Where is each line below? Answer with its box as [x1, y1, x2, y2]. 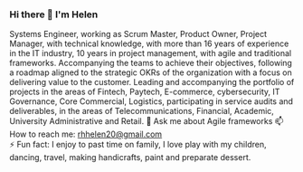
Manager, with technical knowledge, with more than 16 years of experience [9, 38, 289, 49]
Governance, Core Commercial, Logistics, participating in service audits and [9, 96, 294, 107]
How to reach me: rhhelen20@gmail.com [9, 129, 163, 139]
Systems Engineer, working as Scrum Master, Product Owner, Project [9, 29, 268, 40]
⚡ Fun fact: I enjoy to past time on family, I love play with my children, [9, 139, 267, 150]
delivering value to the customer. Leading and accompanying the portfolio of [9, 77, 295, 88]
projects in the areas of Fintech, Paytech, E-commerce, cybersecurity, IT [9, 86, 280, 98]
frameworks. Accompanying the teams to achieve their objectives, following [9, 58, 292, 69]
